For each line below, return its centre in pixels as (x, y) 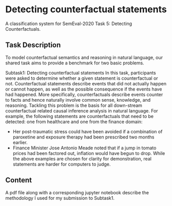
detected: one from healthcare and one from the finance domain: (74, 122)
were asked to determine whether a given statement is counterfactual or (82, 78)
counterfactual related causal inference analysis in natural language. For (82, 110)
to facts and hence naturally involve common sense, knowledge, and (78, 100)
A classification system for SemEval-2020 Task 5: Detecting (69, 24)
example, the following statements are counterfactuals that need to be (80, 116)
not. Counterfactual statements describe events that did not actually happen (86, 83)
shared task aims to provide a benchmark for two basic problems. (75, 63)
